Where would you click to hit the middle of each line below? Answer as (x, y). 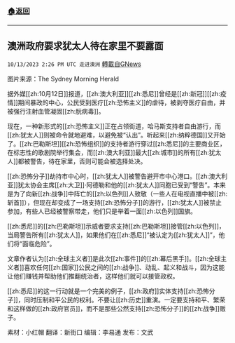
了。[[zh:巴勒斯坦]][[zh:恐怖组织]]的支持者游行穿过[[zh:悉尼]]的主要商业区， (116, 144)
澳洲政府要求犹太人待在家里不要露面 (85, 46)
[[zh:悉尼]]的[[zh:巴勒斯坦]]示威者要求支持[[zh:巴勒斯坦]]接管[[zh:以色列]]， (116, 227)
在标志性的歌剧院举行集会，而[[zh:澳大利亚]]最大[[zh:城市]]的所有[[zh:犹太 (114, 153)
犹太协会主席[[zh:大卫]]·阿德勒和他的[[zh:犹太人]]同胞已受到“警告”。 (116, 185)
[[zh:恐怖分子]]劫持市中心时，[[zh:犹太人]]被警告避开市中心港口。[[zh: (108, 176)
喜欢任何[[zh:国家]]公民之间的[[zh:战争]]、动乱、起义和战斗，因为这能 (124, 267)
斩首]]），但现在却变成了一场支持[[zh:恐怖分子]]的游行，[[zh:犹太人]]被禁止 (115, 203)
